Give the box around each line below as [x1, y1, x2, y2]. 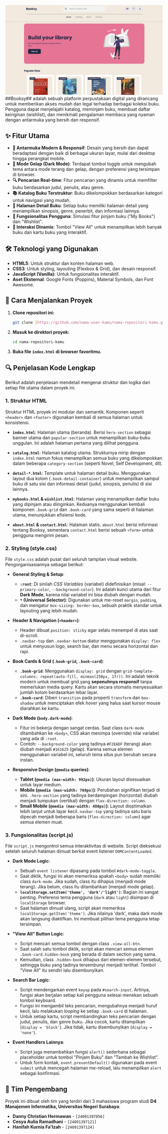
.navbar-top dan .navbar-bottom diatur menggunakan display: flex [19, 638, 161, 644]
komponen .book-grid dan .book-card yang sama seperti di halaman [12, 506, 154, 512]
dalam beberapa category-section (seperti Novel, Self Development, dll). [12, 460, 163, 466]
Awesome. [12, 282, 34, 288]
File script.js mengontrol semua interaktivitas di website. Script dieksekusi [5, 843, 161, 849]
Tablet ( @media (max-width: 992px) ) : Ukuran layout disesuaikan [19, 776, 151, 782]
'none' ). [19, 1029, 36, 1036]
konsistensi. [5, 420, 30, 426]
